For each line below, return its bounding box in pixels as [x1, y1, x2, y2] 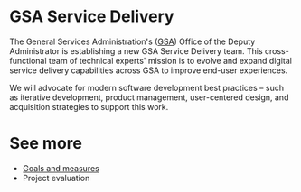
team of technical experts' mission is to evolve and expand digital [48, 55, 292, 66]
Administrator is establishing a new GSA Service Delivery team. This [9, 45, 264, 56]
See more [9, 133, 83, 154]
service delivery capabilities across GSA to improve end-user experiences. [9, 65, 288, 76]
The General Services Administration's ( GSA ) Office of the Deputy [9, 36, 256, 47]
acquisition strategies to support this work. [9, 101, 169, 112]
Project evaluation [22, 172, 90, 183]
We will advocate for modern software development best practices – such [9, 82, 285, 93]
